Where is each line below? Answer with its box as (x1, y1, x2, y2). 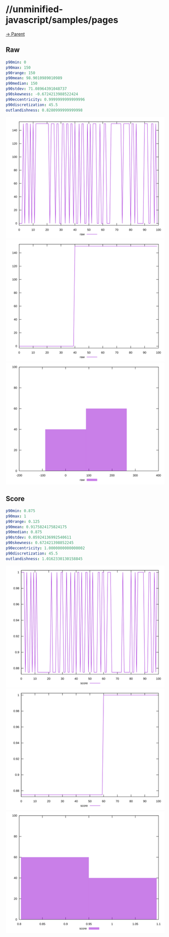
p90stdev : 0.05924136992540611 (6, 535, 72, 540)
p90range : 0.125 (6, 519, 40, 524)
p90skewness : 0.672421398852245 (6, 540, 74, 546)
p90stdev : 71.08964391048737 (6, 86, 67, 91)
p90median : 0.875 (6, 529, 42, 535)
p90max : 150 (6, 65, 31, 70)
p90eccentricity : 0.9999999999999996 (6, 97, 85, 102)
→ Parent (6, 31, 25, 37)
